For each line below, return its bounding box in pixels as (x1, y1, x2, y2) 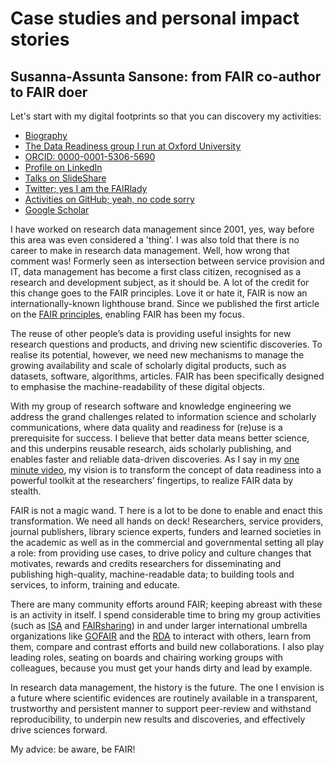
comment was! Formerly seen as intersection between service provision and (10, 255, 325, 267)
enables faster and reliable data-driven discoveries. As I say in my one (10, 453, 300, 465)
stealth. (10, 485, 42, 497)
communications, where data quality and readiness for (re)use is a (10, 422, 283, 433)
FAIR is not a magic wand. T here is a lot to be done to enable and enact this (10, 505, 323, 516)
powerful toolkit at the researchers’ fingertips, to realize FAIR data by (10, 475, 294, 486)
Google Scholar (24, 204, 90, 216)
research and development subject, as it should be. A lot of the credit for (10, 277, 310, 288)
